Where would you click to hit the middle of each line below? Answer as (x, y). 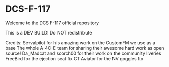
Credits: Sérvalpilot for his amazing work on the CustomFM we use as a (80, 42)
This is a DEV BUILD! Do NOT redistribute (49, 32)
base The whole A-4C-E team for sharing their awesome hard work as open (85, 48)
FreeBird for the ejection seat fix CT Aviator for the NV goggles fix (74, 58)
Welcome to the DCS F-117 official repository (52, 23)
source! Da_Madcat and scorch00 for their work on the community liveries (83, 53)
